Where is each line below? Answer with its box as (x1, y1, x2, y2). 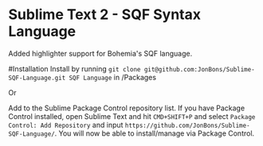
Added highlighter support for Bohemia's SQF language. (8, 48, 193, 58)
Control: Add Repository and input (8, 120, 124, 129)
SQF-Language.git (8, 74, 66, 82)
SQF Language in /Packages (69, 72, 157, 82)
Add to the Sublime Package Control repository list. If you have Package (8, 103, 245, 113)
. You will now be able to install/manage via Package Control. (54, 129, 255, 138)
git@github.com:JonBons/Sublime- (143, 65, 255, 73)
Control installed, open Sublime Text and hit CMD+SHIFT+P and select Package (8, 111, 256, 121)
